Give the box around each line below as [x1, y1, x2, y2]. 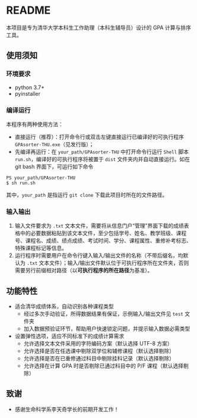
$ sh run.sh [6, 180, 36, 186]
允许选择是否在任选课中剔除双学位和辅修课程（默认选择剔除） [23, 347, 175, 354]
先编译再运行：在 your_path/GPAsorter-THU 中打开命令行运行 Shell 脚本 [14, 148, 189, 155]
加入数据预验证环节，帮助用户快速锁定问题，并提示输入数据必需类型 [23, 325, 190, 332]
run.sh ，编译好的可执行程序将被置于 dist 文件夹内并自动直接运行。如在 [14, 155, 190, 162]
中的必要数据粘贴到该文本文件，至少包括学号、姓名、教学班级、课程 [20, 230, 187, 237]
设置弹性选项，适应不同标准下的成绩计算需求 [14, 332, 125, 340]
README [6, 4, 51, 17]
